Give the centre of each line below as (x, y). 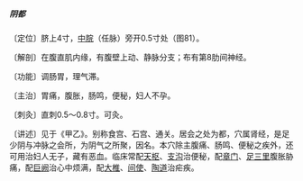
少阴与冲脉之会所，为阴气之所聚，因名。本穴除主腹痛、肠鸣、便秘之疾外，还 (151, 145)
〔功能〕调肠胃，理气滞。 (57, 76)
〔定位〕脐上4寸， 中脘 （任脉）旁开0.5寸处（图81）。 (107, 38)
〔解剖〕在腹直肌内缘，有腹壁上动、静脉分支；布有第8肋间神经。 (130, 57)
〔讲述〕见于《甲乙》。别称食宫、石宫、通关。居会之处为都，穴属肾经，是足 (150, 133)
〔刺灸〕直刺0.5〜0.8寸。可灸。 (69, 114)
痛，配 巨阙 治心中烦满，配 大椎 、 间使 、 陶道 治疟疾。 (104, 167)
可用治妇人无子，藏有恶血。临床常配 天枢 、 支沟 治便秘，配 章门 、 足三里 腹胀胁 (151, 156)
